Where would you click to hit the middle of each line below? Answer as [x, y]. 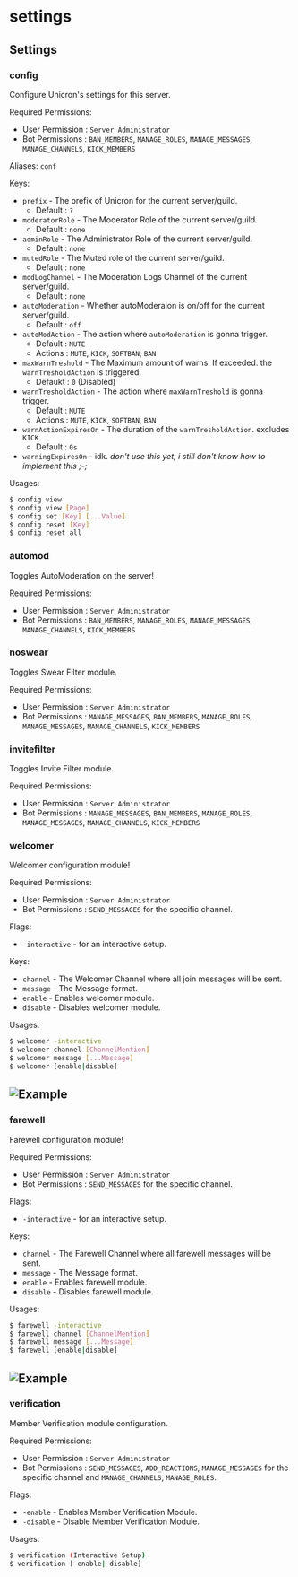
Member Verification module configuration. [89, 1423]
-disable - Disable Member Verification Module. [111, 1521]
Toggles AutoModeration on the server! [82, 575]
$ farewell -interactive [55, 1325]
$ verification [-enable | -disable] [76, 1564]
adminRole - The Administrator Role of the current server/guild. [137, 239]
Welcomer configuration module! [70, 865]
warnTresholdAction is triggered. [81, 372]
